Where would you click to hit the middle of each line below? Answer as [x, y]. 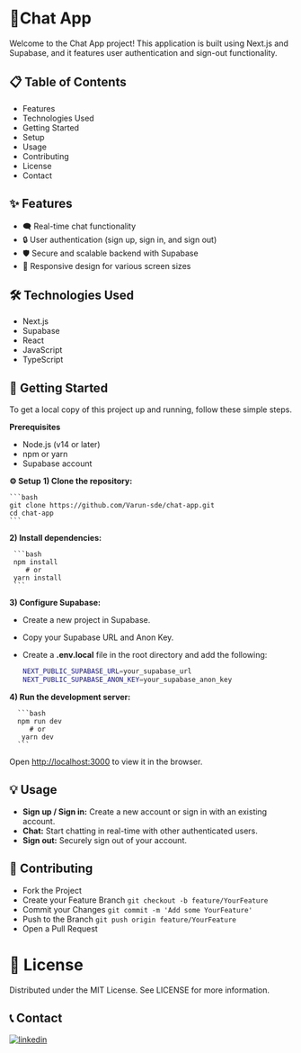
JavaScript [42, 350]
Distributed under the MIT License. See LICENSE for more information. [140, 990]
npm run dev [40, 721]
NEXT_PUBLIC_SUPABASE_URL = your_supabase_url [107, 671]
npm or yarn [45, 454]
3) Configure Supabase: [55, 603]
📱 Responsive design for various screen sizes [106, 265]
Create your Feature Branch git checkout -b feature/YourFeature [145, 900]
